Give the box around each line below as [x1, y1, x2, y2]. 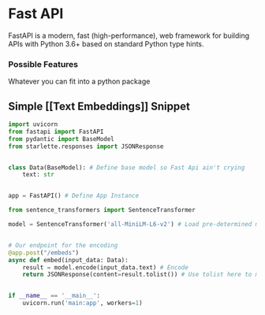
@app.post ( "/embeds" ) [8, 249, 80, 257]
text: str [22, 171, 55, 179]
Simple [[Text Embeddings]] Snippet [8, 99, 191, 113]
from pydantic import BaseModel [8, 135, 114, 143]
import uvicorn [8, 120, 58, 128]
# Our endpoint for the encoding [8, 241, 118, 249]
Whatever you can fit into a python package [8, 76, 151, 87]
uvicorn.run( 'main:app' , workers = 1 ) [22, 299, 144, 307]
